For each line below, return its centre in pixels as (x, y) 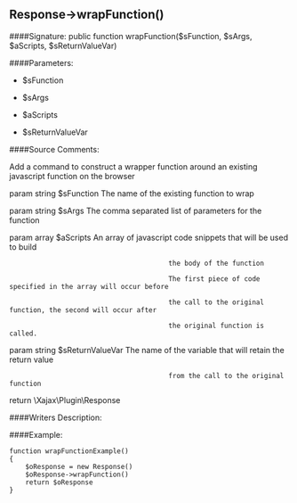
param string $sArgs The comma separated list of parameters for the (136, 210)
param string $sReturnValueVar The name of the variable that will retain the (147, 350)
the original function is (217, 326)
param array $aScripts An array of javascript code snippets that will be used (149, 237)
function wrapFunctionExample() (69, 451)
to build (23, 247)
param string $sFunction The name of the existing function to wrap (132, 193)
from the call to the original (226, 375)
